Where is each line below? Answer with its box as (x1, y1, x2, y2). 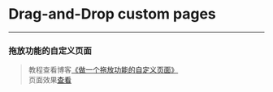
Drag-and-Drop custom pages (8, 5, 217, 23)
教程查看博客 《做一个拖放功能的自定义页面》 (28, 65, 179, 75)
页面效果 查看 (28, 75, 71, 85)
